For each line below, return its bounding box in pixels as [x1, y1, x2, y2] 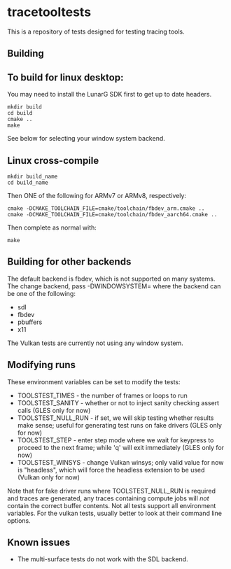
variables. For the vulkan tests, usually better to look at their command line [7, 509, 223, 517]
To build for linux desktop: [7, 71, 124, 83]
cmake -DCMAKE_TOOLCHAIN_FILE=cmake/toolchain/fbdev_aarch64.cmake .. [7, 211, 218, 218]
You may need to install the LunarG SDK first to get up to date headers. [7, 90, 212, 99]
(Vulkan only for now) [17, 473, 80, 482]
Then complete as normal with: [7, 223, 97, 232]
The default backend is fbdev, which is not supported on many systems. [7, 274, 216, 283]
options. [7, 516, 31, 525]
